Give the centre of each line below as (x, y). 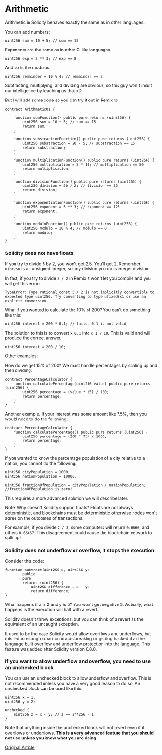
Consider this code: (25, 561)
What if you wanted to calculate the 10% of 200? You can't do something (78, 310)
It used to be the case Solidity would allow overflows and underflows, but (78, 633)
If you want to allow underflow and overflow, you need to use (78, 661)
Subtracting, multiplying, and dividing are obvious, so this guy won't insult (79, 85)
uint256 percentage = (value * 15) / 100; (66, 392)
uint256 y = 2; (20, 702)
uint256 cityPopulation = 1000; (37, 472)
